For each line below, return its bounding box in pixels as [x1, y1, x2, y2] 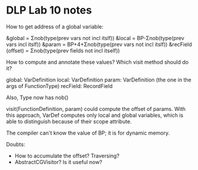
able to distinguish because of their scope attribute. [6, 117, 132, 125]
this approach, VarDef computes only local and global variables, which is [6, 112, 184, 119]
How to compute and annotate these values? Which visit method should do [6, 58, 189, 66]
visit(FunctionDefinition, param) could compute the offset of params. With [6, 105, 186, 112]
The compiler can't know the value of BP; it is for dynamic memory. [6, 129, 170, 136]
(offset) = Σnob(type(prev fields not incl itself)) [6, 47, 120, 54]
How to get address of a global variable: [6, 23, 103, 30]
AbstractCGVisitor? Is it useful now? [14, 158, 102, 165]
